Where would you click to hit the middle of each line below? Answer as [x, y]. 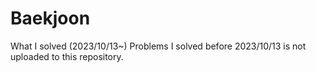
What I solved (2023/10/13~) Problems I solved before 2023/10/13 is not [158, 46]
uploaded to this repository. [67, 56]
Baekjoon [50, 18]
